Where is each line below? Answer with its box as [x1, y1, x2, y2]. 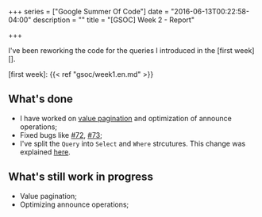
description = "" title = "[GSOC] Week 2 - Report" [33, 15, 195, 25]
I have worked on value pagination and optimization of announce [19, 113, 232, 123]
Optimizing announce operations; [19, 200, 129, 209]
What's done [8, 93, 74, 106]
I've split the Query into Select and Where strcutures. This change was [19, 139, 246, 148]
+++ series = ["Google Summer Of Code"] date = [8, 7, 169, 16]
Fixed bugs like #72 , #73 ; [19, 130, 103, 139]
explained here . [19, 147, 71, 157]
